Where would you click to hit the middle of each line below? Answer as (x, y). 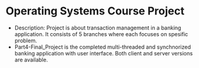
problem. (26, 40)
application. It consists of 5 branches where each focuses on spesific (101, 34)
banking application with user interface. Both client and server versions (103, 53)
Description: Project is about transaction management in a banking (98, 28)
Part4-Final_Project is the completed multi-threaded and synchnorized (103, 47)
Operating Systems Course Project (95, 11)
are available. (31, 60)
